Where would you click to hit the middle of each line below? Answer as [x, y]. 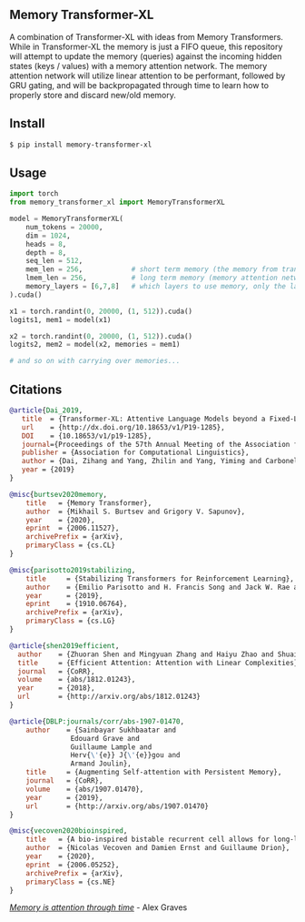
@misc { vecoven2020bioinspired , [69, 831]
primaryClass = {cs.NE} [71, 882]
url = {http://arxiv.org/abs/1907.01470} [117, 806]
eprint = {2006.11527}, [73, 528]
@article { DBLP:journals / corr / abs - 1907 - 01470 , [97, 721]
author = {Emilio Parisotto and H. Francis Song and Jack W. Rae [158, 587]
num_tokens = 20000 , [64, 227]
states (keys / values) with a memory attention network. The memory [138, 66]
